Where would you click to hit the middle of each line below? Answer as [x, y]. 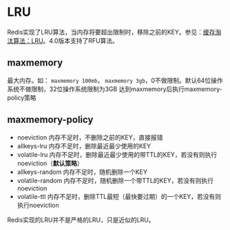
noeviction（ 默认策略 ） [50, 163]
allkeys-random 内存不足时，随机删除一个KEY [82, 172]
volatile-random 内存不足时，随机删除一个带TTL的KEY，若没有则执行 [115, 180]
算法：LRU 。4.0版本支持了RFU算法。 [66, 40]
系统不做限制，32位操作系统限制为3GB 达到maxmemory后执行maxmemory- [115, 89]
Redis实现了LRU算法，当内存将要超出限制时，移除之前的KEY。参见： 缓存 [111, 32]
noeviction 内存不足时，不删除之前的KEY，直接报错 [90, 137]
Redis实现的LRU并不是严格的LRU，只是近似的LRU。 [81, 220]
